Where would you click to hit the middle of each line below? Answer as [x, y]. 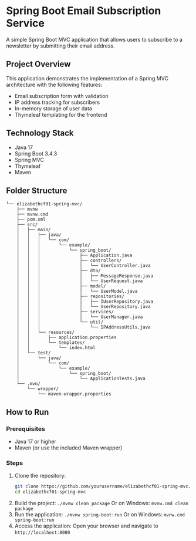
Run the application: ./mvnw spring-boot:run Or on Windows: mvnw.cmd [99, 515]
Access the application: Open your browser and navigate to [86, 526]
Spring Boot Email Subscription [84, 11]
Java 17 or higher [36, 442]
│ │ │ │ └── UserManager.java [80, 317]
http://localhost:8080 [42, 533]
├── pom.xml [31, 219]
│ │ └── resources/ [46, 333]
